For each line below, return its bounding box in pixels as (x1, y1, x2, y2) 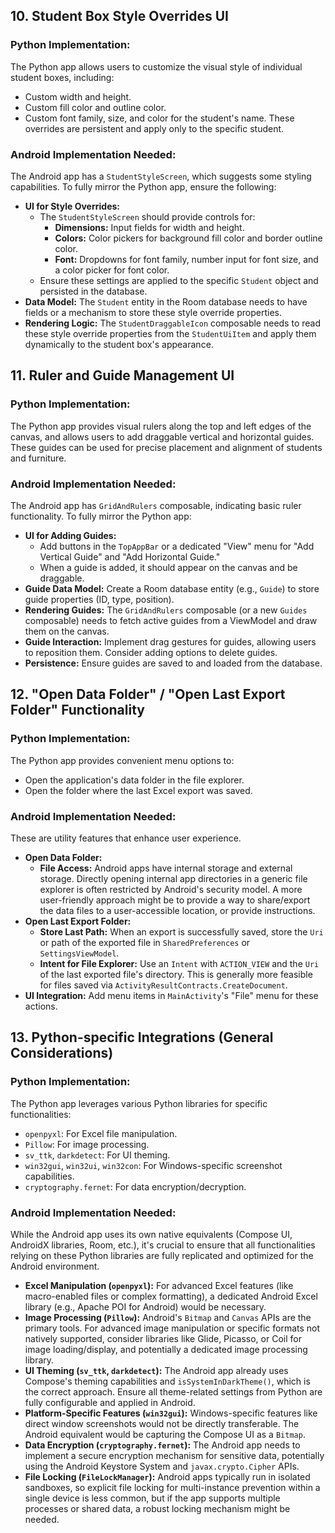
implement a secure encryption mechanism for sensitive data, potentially (24, 1449, 325, 1461)
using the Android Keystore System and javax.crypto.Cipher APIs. (24, 1460, 300, 1472)
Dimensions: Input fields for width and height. (54, 221, 245, 233)
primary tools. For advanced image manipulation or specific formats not (24, 1322, 321, 1334)
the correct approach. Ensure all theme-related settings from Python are (24, 1385, 323, 1398)
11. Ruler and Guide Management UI (10, 367, 235, 384)
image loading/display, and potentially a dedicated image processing (24, 1343, 308, 1355)
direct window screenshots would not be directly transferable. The (24, 1417, 300, 1429)
